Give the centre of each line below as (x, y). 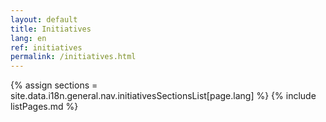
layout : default (44, 19)
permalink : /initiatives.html (73, 57)
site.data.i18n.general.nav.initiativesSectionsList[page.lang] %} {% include (163, 96)
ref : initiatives (46, 47)
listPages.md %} (44, 107)
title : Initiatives (51, 29)
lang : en (28, 38)
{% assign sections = (54, 85)
